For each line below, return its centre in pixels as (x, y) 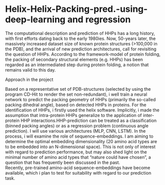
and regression (99, 19)
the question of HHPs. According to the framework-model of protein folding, (83, 54)
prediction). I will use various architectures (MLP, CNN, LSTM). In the (76, 131)
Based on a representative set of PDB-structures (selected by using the (78, 89)
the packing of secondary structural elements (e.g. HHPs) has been (74, 59)
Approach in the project (29, 79)
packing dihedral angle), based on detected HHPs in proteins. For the (76, 105)
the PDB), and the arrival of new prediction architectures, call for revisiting (81, 49)
